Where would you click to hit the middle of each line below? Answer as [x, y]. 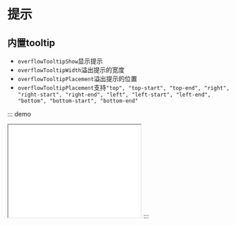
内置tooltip [31, 43]
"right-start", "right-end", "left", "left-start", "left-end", [114, 95]
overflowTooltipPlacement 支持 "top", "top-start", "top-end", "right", [123, 88]
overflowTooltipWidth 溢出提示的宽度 [71, 70]
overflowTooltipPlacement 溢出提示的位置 [77, 79]
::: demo [19, 114]
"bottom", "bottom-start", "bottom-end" [78, 101]
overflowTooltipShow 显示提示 [60, 61]
